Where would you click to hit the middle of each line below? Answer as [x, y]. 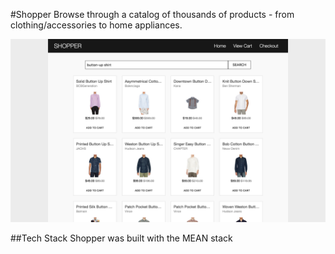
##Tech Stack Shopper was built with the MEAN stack [121, 238]
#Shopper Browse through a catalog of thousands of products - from [152, 14]
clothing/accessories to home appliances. [96, 25]
